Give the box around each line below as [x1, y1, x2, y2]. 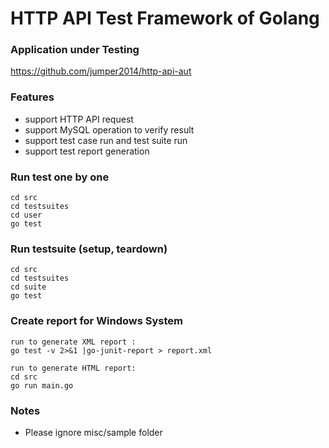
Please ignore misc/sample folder [24, 426, 163, 438]
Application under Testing [10, 43, 140, 57]
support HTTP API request [24, 113, 134, 125]
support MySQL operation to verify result [24, 123, 195, 136]
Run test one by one [10, 170, 110, 184]
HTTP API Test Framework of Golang [10, 7, 320, 30]
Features [10, 90, 55, 104]
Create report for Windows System [10, 314, 184, 328]
